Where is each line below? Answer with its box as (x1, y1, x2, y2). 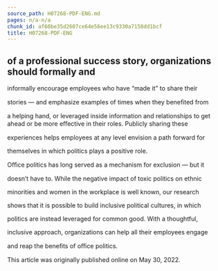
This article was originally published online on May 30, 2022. (7, 256, 181, 264)
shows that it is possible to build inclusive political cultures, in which (7, 201, 201, 209)
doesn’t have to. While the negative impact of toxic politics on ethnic (7, 174, 202, 183)
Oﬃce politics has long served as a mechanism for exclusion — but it (7, 160, 205, 169)
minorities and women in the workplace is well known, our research (7, 188, 199, 196)
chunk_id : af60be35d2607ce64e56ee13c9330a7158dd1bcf (7, 23, 163, 30)
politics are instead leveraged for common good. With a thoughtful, (7, 215, 199, 223)
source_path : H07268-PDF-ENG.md (7, 10, 100, 17)
